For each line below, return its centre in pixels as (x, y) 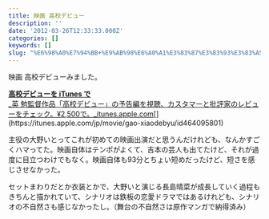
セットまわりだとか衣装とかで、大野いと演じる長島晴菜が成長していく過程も (134, 187)
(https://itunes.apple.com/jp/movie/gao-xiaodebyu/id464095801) (116, 123)
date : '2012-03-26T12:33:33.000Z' (66, 30)
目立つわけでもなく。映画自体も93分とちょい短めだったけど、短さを (135, 160)
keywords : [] (30, 46)
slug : (17, 53)
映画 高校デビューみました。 (55, 77)
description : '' (35, 23)
